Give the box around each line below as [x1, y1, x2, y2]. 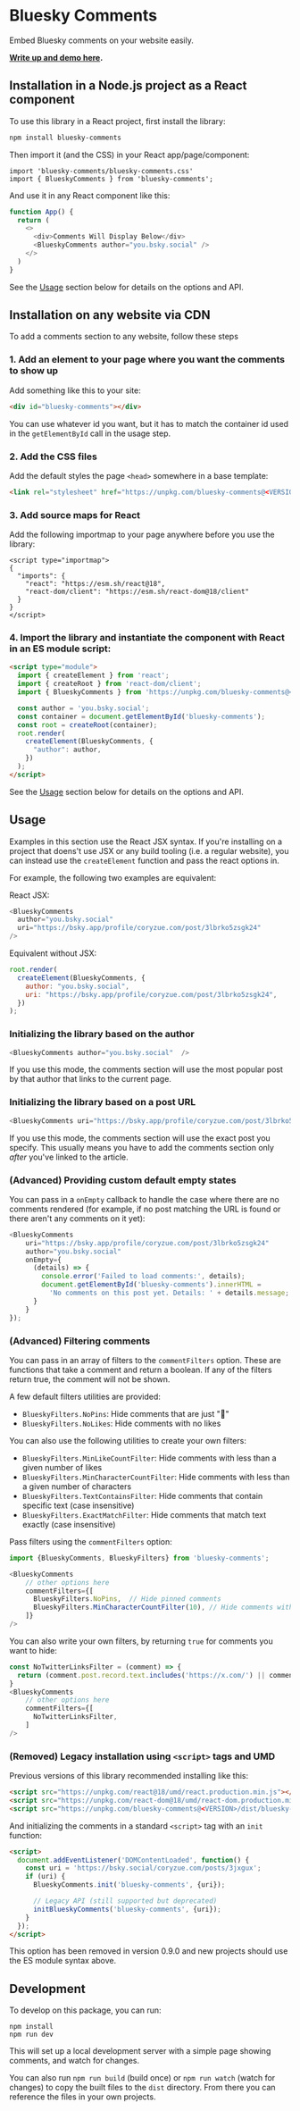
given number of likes [21, 1462, 103, 1472]
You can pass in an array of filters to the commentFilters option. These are [9, 1354, 281, 1365]
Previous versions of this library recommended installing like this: [9, 1771, 249, 1781]
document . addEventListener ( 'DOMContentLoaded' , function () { [17, 1856, 250, 1864]
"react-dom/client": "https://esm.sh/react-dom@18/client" [25, 587, 250, 597]
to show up [9, 364, 59, 377]
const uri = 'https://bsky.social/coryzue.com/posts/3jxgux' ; [25, 1864, 262, 1872]
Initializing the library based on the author [9, 1028, 195, 1041]
